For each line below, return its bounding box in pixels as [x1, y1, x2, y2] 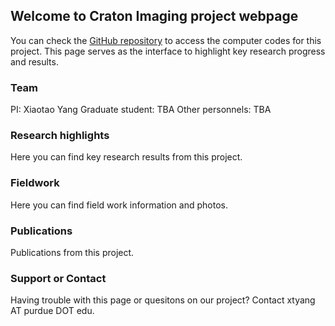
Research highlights [10, 129, 110, 143]
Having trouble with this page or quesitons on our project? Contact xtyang [10, 294, 316, 306]
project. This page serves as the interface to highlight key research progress [10, 45, 326, 57]
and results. [10, 55, 59, 68]
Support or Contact [10, 271, 107, 285]
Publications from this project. [10, 247, 135, 258]
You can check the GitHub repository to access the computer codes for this [10, 34, 322, 46]
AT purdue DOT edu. [10, 305, 95, 317]
